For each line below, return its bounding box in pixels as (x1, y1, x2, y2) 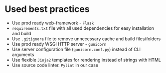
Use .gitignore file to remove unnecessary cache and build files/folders (11, 36, 161, 42)
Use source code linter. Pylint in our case (11, 62, 98, 68)
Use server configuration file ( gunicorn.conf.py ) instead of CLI (11, 46, 141, 52)
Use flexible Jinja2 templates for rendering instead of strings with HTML (11, 57, 162, 63)
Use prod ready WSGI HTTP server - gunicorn (11, 41, 107, 47)
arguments (11, 51, 34, 58)
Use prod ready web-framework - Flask (11, 20, 94, 26)
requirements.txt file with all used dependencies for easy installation (11, 25, 155, 31)
